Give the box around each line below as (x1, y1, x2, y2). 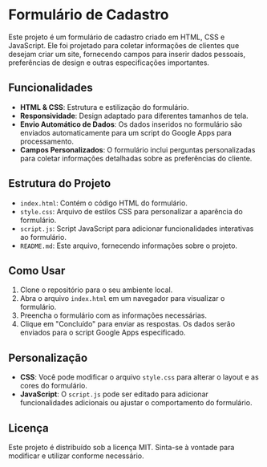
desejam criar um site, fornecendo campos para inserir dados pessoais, (8, 49, 246, 59)
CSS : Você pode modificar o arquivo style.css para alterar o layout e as (19, 372, 259, 382)
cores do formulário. (19, 381, 88, 391)
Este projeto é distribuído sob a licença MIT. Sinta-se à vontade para (8, 443, 235, 452)
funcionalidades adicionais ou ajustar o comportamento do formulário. (19, 398, 253, 408)
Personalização (8, 351, 88, 364)
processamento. (19, 136, 75, 146)
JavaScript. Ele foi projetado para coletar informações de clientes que (8, 40, 240, 50)
